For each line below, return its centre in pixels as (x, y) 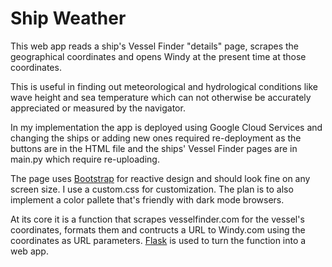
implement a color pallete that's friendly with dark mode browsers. (147, 199)
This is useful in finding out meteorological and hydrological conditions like (164, 86)
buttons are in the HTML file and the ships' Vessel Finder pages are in (154, 148)
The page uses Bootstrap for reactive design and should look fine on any (160, 178)
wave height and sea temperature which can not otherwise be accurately (161, 97)
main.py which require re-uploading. (85, 159)
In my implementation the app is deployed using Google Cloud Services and (166, 127)
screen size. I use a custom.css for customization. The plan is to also (152, 189)
